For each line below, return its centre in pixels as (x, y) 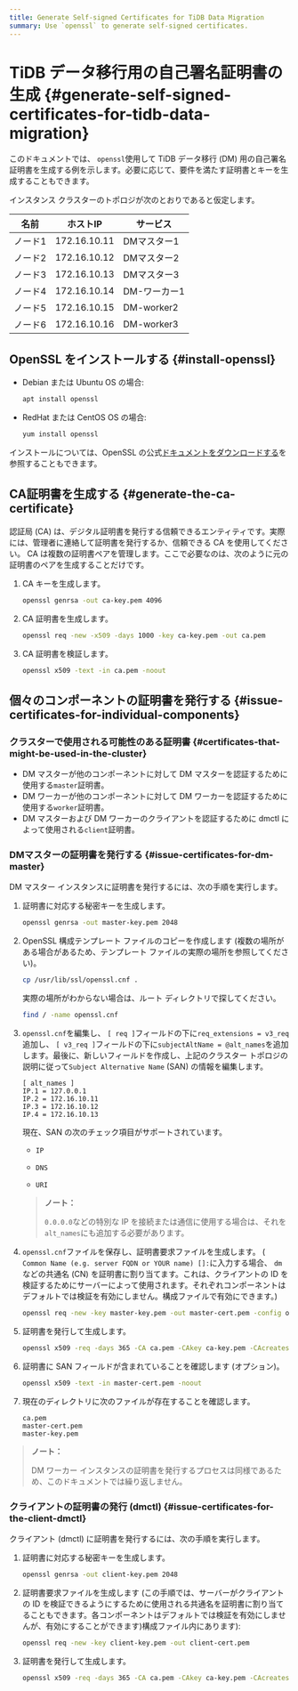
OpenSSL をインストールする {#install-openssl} (142, 359)
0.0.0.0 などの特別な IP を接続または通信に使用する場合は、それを (165, 1222)
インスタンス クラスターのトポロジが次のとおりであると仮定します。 (134, 200)
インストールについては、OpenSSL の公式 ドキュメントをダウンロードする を (148, 452)
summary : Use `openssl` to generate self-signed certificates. (129, 26)
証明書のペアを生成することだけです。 (79, 564)
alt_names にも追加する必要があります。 (117, 1233)
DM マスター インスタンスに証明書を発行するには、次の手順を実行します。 (146, 887)
